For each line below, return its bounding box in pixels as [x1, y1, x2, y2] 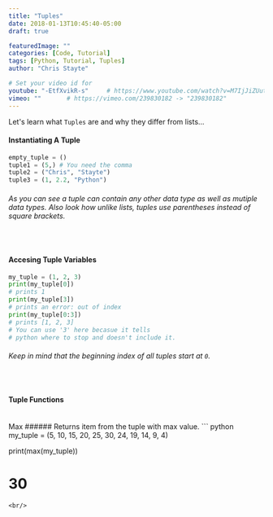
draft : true [8, 27, 49, 35]
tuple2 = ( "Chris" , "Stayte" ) [8, 169, 111, 177]
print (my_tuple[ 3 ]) [8, 296, 75, 304]
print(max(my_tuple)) [8, 445, 79, 456]
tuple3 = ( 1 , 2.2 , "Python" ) [8, 176, 107, 184]
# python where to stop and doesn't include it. [8, 333, 176, 342]
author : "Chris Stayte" [8, 64, 89, 73]
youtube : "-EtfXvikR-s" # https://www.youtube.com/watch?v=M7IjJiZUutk [8, 86, 271, 94]
